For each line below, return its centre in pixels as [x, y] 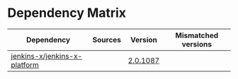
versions [197, 44]
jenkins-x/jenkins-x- [47, 56]
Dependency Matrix [67, 13]
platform [25, 65]
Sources [107, 39]
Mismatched [197, 35]
